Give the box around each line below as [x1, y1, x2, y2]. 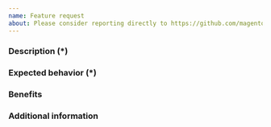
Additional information [8, 110, 99, 121]
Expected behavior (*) [8, 68, 97, 79]
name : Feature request [8, 11, 85, 20]
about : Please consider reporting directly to [8, 19, 168, 27]
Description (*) [8, 46, 69, 57]
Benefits [8, 89, 43, 100]
